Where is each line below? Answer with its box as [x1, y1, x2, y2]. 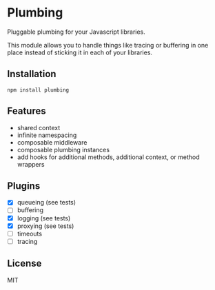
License [7, 258, 42, 269]
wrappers [17, 160, 45, 168]
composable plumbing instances [17, 145, 110, 154]
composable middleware [17, 138, 88, 146]
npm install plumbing [7, 86, 70, 94]
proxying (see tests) [17, 222, 74, 230]
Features [7, 105, 46, 117]
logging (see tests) [17, 214, 71, 222]
